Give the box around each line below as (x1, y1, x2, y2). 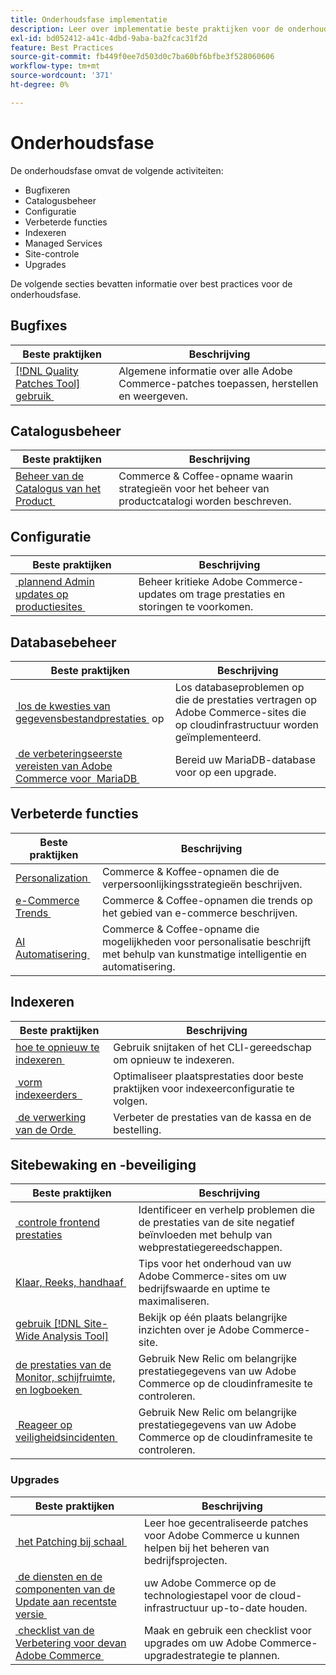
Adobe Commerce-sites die (174, 705, 307, 719)
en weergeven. (118, 389, 189, 403)
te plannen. (227, 1648, 280, 1662)
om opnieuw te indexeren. (113, 1052, 235, 1066)
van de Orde (15, 1122, 74, 1136)
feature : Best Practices (10, 42, 114, 53)
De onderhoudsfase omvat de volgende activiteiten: (10, 164, 224, 176)
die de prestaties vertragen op (174, 692, 317, 706)
